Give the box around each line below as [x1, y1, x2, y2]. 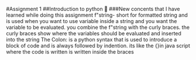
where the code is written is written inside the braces [6, 48, 135, 55]
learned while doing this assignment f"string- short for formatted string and [6, 12, 188, 18]
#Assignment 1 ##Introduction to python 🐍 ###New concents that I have [6, 6, 180, 12]
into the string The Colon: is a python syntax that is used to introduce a [6, 36, 177, 43]
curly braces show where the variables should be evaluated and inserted [6, 30, 181, 37]
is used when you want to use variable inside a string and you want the [6, 18, 177, 24]
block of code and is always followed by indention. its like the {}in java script [6, 42, 190, 49]
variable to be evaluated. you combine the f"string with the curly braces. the [6, 24, 190, 31]
